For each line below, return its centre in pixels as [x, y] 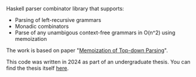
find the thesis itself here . [38, 68]
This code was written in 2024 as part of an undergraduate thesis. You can [98, 62]
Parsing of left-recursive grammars [58, 20]
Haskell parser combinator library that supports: [65, 9]
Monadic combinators [42, 26]
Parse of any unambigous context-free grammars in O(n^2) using [95, 33]
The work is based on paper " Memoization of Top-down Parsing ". [87, 50]
